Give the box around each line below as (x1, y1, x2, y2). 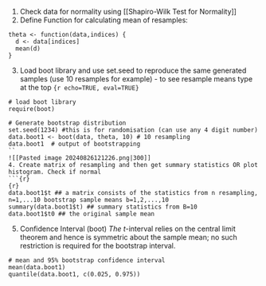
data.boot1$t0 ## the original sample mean (8, 210, 155, 218)
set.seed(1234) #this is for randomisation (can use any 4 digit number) (8, 126, 259, 134)
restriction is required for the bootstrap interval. (19, 241, 176, 250)
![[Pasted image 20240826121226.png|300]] (8, 154, 151, 162)
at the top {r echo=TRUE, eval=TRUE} (19, 83, 139, 92)
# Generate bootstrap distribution (8, 119, 127, 127)
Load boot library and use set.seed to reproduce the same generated (19, 66, 247, 75)
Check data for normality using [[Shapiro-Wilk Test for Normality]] (19, 7, 237, 16)
